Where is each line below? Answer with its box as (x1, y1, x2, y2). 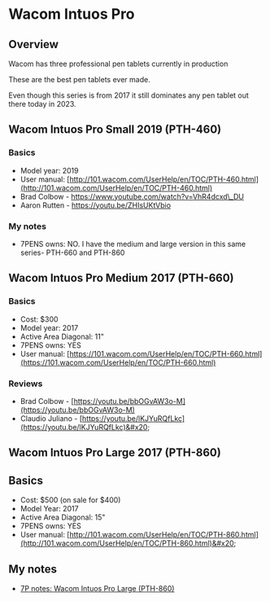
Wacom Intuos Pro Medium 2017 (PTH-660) (8, 271, 234, 285)
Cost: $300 (20, 314, 59, 324)
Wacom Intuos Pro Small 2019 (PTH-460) (8, 123, 222, 137)
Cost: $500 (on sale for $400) (20, 495, 121, 505)
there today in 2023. (8, 99, 76, 108)
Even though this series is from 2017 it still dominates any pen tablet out (8, 90, 250, 100)
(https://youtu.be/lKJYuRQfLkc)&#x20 (20, 422, 148, 432)
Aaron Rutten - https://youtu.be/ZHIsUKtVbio (20, 200, 172, 210)
